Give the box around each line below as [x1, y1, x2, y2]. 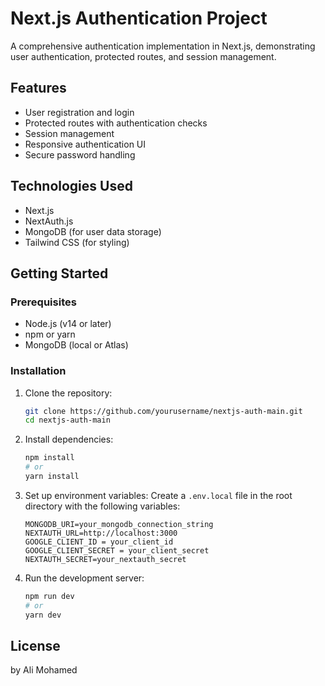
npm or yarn [24, 328, 76, 341]
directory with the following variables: [24, 500, 181, 512]
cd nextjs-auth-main [24, 415, 111, 426]
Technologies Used [10, 178, 133, 195]
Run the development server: [24, 572, 145, 584]
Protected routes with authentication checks [24, 117, 208, 129]
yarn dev [24, 610, 62, 620]
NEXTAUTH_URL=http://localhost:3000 [24, 528, 178, 538]
